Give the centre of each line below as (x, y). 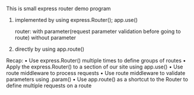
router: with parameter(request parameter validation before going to (98, 31)
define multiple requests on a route (49, 86)
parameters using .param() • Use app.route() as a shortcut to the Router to (97, 79)
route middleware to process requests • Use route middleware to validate (96, 73)
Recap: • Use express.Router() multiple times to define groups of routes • (96, 60)
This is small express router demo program (58, 9)
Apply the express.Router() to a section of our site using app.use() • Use (95, 67)
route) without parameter (45, 37)
